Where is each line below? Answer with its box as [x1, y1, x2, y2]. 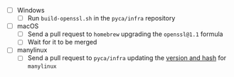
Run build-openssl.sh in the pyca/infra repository [27, 14, 176, 23]
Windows [16, 6, 45, 14]
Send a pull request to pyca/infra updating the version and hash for [27, 54, 227, 62]
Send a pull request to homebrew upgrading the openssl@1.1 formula [27, 30, 223, 38]
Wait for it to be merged [27, 38, 97, 47]
